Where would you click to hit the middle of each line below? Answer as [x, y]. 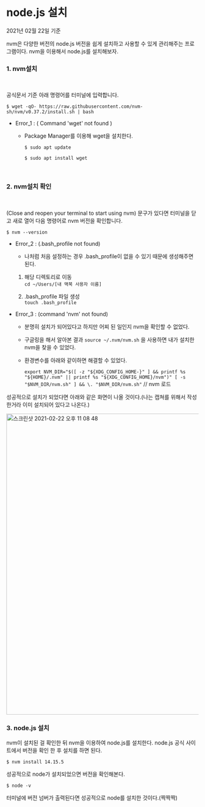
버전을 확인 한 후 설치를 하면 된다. [62, 750]
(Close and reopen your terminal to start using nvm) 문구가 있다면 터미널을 [98, 213]
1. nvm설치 [22, 69]
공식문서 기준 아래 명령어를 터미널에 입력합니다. [63, 95]
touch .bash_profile [50, 303]
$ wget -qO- [21, 107]
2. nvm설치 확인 [29, 187]
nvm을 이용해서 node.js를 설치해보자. [74, 51]
